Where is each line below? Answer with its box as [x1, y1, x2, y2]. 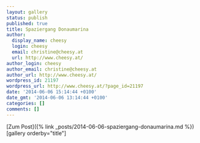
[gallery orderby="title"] [6, 129, 67, 137]
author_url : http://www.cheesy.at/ [6, 72, 97, 78]
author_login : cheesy [6, 60, 62, 66]
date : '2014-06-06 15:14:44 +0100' [6, 89, 97, 95]
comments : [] [6, 106, 40, 112]
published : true [6, 20, 48, 26]
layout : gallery [6, 9, 48, 15]
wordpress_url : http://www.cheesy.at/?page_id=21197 [6, 83, 144, 90]
